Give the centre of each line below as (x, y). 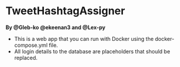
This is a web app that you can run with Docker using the (84, 39)
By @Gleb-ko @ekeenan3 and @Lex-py (56, 27)
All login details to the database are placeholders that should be (92, 51)
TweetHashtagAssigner (65, 11)
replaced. (26, 58)
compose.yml (31, 45)
